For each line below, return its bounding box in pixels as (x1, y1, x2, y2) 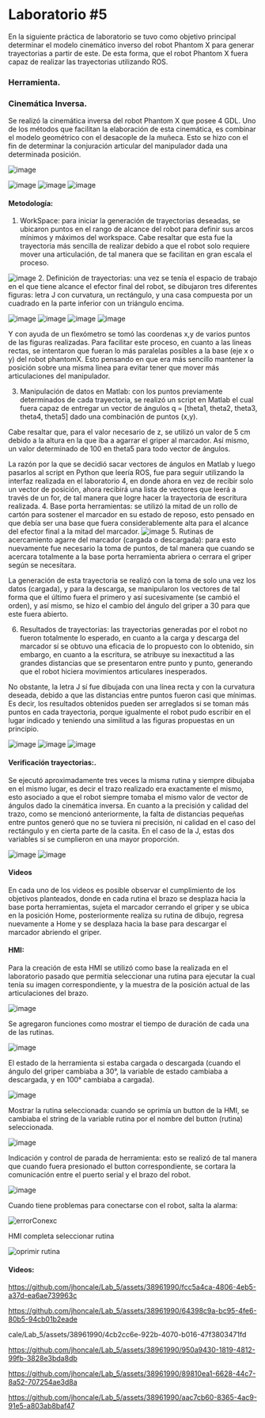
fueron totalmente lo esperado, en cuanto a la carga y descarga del (19, 633, 240, 643)
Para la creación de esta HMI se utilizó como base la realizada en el (8, 963, 229, 972)
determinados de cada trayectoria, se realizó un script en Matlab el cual (19, 395, 254, 405)
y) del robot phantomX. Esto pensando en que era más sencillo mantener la (8, 355, 254, 364)
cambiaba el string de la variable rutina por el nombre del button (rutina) (8, 1114, 244, 1123)
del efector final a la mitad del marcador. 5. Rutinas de (8, 527, 214, 536)
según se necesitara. (8, 561, 77, 570)
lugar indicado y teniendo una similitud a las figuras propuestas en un (8, 716, 235, 725)
